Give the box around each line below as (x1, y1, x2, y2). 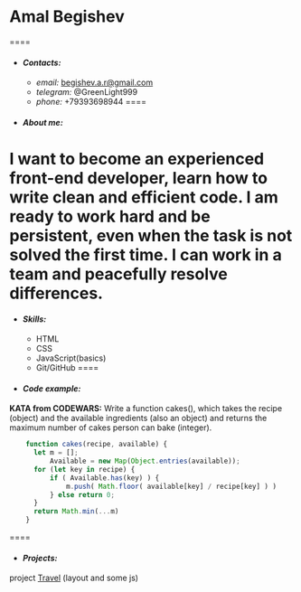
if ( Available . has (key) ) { (49, 473, 160, 483)
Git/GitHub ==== (35, 362, 99, 373)
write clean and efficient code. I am (9, 187, 278, 207)
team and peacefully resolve (9, 264, 228, 284)
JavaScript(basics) (35, 352, 107, 363)
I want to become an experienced (9, 148, 265, 169)
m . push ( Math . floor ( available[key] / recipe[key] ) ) (66, 482, 277, 491)
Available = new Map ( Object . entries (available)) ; (49, 456, 241, 466)
